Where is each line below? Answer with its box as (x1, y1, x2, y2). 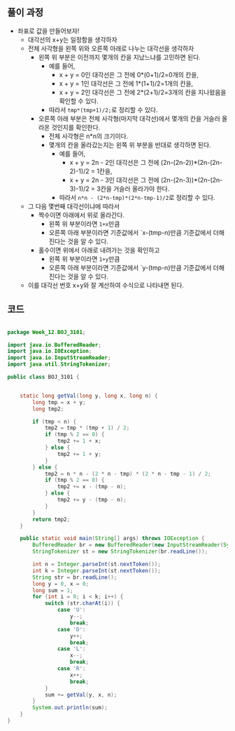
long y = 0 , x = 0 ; (32, 580, 90, 587)
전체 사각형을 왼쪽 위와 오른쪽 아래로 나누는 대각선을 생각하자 (27, 44, 194, 53)
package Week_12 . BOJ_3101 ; (7, 328, 86, 335)
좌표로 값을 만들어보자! (17, 27, 80, 35)
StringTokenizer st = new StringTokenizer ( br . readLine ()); (32, 548, 208, 556)
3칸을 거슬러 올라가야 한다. (97, 185, 170, 193)
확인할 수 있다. (59, 97, 99, 105)
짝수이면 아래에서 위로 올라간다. (38, 210, 124, 219)
